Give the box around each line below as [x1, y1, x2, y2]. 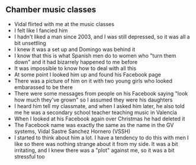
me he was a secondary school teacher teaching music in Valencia [14, 109, 177, 116]
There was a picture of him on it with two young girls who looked [14, 77, 173, 84]
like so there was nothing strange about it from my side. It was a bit [14, 140, 178, 147]
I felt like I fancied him [14, 27, 68, 34]
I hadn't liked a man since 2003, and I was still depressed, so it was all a [14, 33, 190, 40]
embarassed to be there [14, 83, 73, 91]
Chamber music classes [5, 5, 97, 15]
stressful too [14, 153, 45, 160]
